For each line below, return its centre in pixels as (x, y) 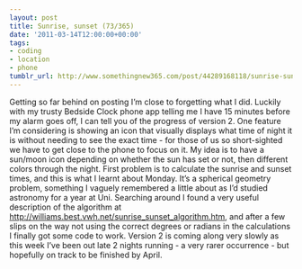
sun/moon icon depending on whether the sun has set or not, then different (149, 159)
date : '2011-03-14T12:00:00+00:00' (76, 34)
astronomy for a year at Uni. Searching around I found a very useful (134, 197)
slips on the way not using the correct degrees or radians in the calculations (150, 226)
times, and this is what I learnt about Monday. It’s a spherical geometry (140, 178)
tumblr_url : (31, 76)
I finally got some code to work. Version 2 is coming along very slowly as (144, 236)
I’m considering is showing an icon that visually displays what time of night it (151, 130)
